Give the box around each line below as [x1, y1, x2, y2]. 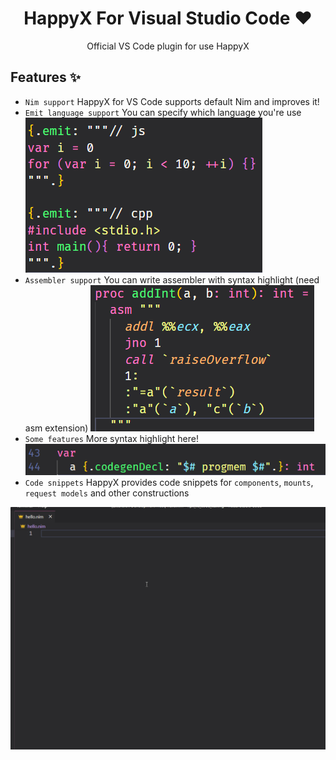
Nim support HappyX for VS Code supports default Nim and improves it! [24, 95, 320, 107]
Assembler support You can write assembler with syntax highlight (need [24, 273, 320, 286]
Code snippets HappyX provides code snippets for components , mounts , [24, 477, 314, 489]
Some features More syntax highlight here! [24, 432, 199, 444]
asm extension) [24, 422, 89, 434]
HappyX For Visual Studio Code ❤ [23, 7, 313, 30]
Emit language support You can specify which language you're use [24, 106, 302, 118]
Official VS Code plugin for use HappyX [86, 40, 250, 52]
